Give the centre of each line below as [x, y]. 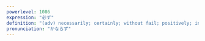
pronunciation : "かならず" [39, 29]
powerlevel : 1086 [28, 12]
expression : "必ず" [30, 17]
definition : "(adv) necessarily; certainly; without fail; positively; [99, 23]
